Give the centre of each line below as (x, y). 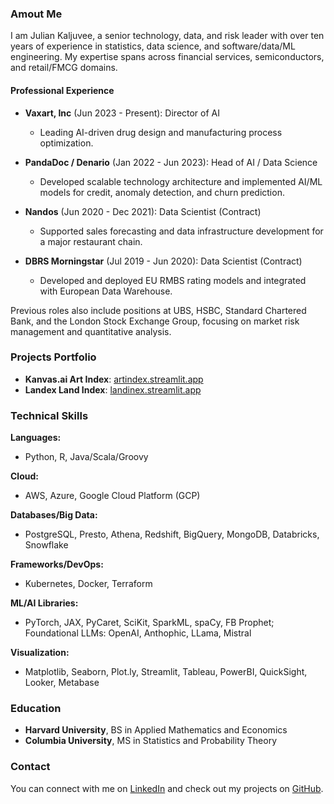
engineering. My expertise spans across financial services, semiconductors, (167, 57)
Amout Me (36, 14)
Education (36, 709)
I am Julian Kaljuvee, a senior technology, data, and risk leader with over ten (167, 36)
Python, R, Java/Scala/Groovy (86, 457)
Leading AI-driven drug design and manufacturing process (161, 132)
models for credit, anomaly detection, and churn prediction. (162, 192)
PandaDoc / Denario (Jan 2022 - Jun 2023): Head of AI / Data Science (171, 162)
